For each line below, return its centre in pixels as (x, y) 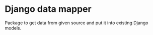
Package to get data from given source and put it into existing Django (76, 23)
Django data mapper (48, 9)
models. (13, 28)
